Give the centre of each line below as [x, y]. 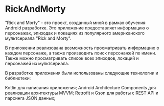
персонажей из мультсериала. [37, 63]
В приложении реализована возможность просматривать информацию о [82, 48]
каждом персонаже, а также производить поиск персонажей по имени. [81, 53]
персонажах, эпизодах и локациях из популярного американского [75, 33]
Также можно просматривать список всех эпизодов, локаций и [72, 58]
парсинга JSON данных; [30, 98]
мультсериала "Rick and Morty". [38, 38]
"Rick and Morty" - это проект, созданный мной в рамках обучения [75, 23]
